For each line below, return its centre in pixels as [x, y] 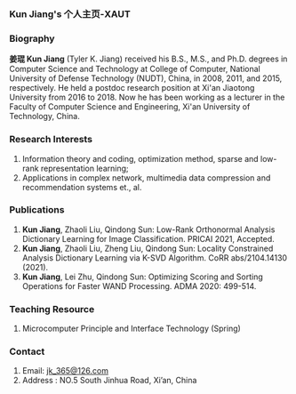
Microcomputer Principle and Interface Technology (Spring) [132, 329]
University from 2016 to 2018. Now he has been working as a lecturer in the [147, 97]
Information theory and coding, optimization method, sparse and [140, 158]
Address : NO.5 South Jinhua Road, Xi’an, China [109, 381]
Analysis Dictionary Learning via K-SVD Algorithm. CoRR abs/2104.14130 [154, 257]
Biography [32, 38]
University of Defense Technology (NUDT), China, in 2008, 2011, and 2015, [146, 78]
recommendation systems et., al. [82, 187]
